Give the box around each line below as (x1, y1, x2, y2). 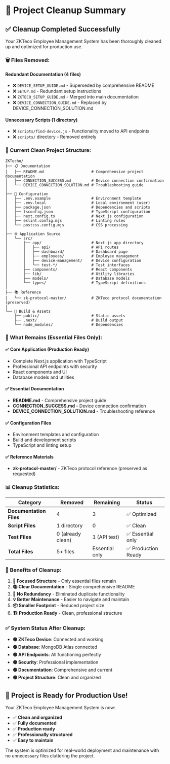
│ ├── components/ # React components (5, 267, 133, 272)
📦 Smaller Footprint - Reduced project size (12, 602, 105, 608)
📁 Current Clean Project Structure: (5, 147, 92, 154)
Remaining (94, 499, 120, 506)
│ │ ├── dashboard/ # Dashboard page (5, 249, 128, 254)
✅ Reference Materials (5, 454, 54, 460)
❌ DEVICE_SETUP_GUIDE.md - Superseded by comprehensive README (12, 82, 155, 88)
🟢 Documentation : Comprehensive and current (12, 667, 113, 673)
